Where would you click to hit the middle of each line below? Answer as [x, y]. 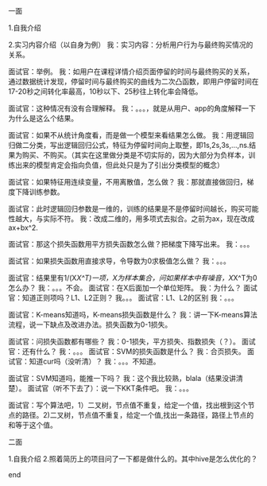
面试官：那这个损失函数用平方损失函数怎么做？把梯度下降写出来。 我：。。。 [131, 244]
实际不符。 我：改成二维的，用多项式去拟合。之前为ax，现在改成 [149, 219]
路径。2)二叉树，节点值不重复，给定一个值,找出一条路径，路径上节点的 [138, 415]
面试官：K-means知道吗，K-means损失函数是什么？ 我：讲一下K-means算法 [133, 315]
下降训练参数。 [39, 192]
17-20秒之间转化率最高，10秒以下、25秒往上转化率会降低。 [105, 91]
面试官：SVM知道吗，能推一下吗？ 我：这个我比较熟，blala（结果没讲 [122, 378]
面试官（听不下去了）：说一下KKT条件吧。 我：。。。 [110, 388]
